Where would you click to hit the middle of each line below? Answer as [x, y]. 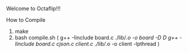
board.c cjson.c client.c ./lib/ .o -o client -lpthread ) [98, 44]
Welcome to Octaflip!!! [33, 9]
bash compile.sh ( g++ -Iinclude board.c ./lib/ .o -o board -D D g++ [96, 37]
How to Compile [26, 20]
